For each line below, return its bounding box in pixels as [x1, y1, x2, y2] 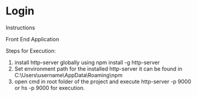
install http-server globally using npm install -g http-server [14, 59, 160, 66]
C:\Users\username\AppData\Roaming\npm [14, 71, 123, 78]
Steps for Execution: [5, 47, 56, 54]
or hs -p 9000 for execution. [14, 84, 85, 91]
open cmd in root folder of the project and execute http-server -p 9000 [14, 78, 192, 85]
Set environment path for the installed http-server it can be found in [14, 65, 183, 72]
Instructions [5, 24, 36, 31]
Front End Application [5, 35, 60, 43]
